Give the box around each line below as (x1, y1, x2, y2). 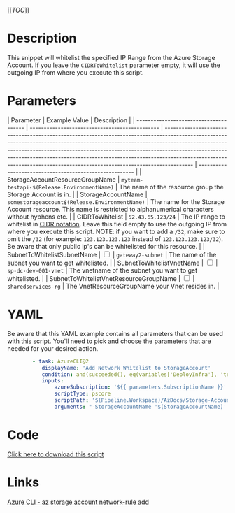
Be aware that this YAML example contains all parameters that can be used (7, 329, 224, 338)
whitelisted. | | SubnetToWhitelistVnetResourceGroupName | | (7, 274, 195, 282)
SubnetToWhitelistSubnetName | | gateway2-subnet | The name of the (7, 250, 217, 259)
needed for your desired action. (7, 344, 99, 352)
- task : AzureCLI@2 (32, 358, 90, 365)
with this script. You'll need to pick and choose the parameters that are (7, 337, 211, 345)
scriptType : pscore (54, 391, 111, 398)
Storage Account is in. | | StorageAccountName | (7, 190, 148, 198)
